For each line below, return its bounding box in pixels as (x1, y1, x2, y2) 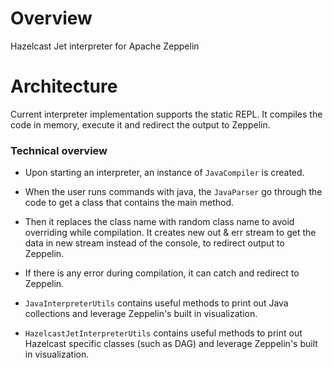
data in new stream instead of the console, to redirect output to (24, 237, 285, 249)
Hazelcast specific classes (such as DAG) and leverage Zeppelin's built (24, 338, 318, 350)
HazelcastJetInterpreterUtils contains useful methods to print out (24, 327, 303, 339)
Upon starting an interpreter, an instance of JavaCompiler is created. (24, 167, 305, 179)
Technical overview (10, 143, 108, 157)
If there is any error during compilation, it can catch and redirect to (24, 267, 300, 279)
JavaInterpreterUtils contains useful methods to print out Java (24, 297, 289, 309)
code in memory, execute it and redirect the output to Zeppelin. (10, 118, 271, 131)
